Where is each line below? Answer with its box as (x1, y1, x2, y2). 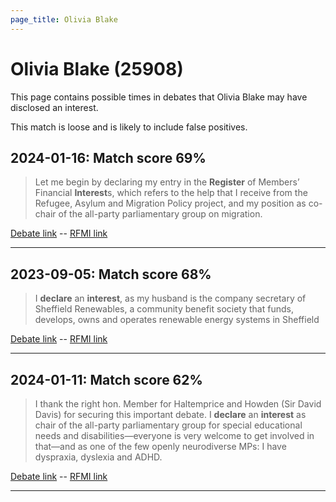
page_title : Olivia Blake (10, 14, 118, 25)
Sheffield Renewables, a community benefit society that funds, (34, 303, 294, 315)
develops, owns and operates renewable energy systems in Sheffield (34, 314, 320, 326)
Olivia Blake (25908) (10, 57, 184, 80)
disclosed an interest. (10, 101, 99, 113)
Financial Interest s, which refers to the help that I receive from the (34, 187, 308, 199)
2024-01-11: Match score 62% (10, 371, 203, 388)
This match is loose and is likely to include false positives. (10, 121, 248, 133)
